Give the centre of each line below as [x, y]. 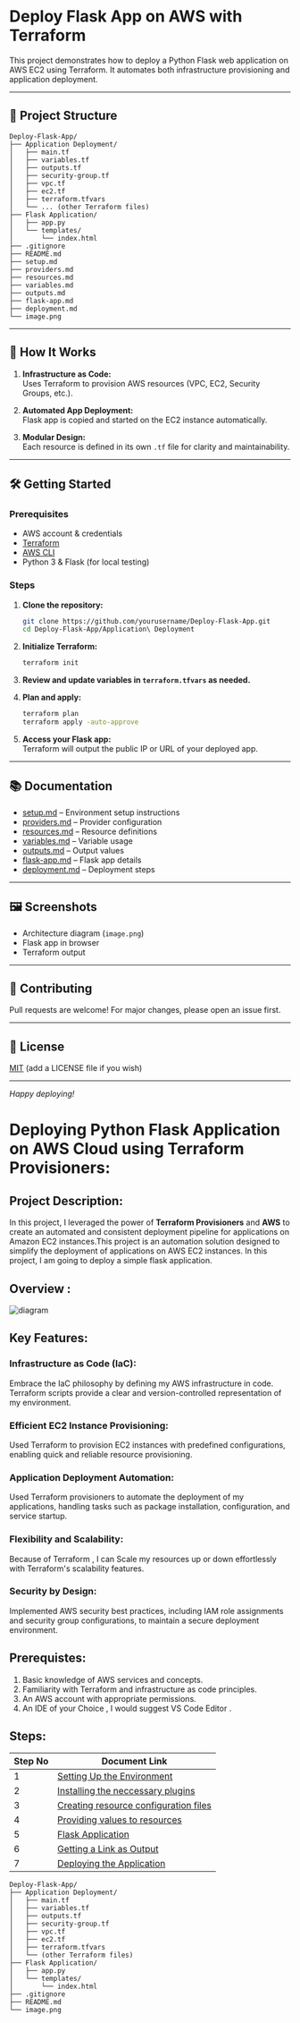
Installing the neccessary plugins [126, 1791]
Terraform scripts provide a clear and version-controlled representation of [146, 1392]
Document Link [134, 1762]
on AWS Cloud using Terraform [127, 1149]
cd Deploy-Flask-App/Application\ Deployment [108, 629]
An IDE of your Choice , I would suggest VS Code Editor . [127, 1708]
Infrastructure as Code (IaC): [73, 1364]
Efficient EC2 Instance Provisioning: [89, 1425]
